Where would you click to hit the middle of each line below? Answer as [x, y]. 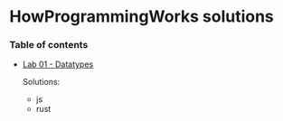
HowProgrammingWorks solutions [141, 17]
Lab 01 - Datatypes [58, 64]
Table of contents [49, 45]
